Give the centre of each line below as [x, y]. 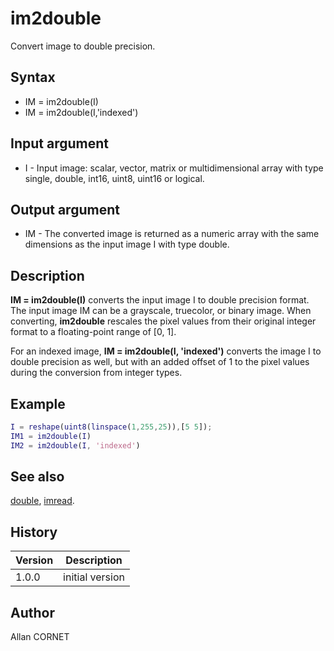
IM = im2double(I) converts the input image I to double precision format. [160, 300]
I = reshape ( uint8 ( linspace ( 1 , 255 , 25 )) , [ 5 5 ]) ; [111, 427]
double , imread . [42, 501]
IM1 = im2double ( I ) [51, 436]
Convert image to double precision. [83, 46]
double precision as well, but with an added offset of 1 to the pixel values [160, 362]
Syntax [33, 77]
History [34, 532]
